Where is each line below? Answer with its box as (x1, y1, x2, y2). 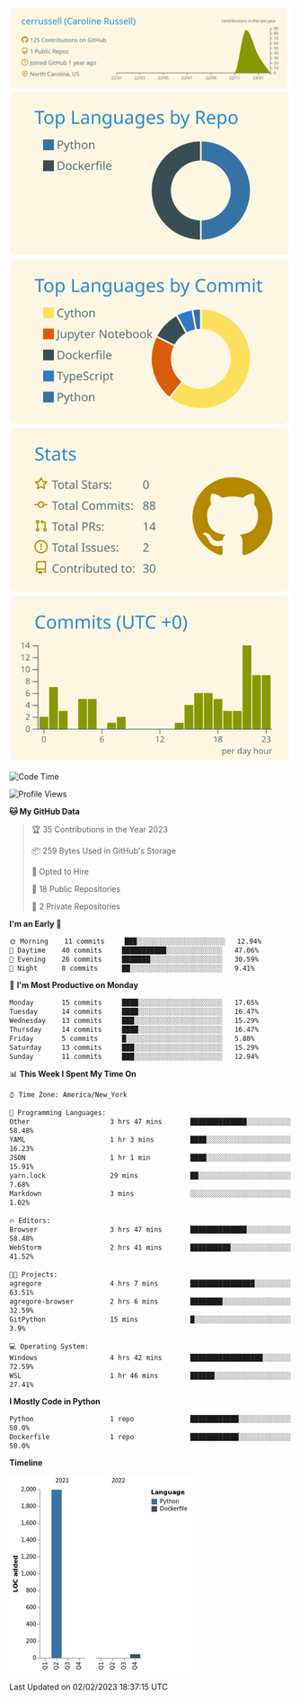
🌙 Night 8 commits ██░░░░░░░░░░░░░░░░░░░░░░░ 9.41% (9, 964, 255, 973)
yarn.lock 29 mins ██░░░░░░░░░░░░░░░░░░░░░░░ (9, 1171, 292, 1180)
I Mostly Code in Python (9, 1395, 101, 1406)
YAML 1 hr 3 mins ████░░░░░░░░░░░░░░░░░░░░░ (9, 1135, 292, 1144)
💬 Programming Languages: (9, 1108, 106, 1118)
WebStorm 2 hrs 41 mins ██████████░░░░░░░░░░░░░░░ (9, 1242, 292, 1252)
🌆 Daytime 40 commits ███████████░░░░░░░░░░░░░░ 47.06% (9, 946, 259, 955)
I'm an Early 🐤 (9, 918, 62, 929)
